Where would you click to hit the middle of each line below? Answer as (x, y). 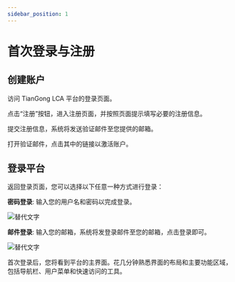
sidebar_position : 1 (38, 14)
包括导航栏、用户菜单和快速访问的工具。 (67, 271)
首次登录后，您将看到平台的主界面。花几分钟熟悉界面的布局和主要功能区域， (120, 262)
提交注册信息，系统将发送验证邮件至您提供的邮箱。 (82, 128)
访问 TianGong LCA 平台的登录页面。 (62, 98)
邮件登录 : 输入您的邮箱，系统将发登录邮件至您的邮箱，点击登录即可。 (109, 232)
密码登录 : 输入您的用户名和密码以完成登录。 (72, 202)
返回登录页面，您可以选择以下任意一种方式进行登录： (85, 187)
